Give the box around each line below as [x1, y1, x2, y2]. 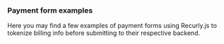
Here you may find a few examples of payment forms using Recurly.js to [7, 22, 218, 30]
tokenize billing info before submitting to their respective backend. [7, 29, 200, 37]
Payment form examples [7, 6, 93, 15]
